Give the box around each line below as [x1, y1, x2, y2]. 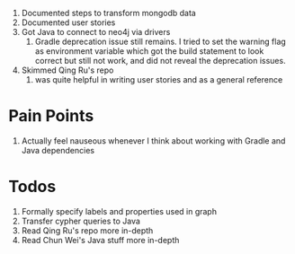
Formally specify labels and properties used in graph [21, 206, 218, 216]
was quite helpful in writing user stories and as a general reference [34, 74, 283, 84]
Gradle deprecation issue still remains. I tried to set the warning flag [34, 36, 287, 47]
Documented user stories [21, 17, 116, 28]
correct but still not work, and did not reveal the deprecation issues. [34, 56, 286, 66]
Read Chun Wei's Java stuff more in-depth [21, 234, 180, 245]
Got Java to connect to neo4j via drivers [21, 27, 171, 37]
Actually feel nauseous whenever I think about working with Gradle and [21, 135, 286, 146]
